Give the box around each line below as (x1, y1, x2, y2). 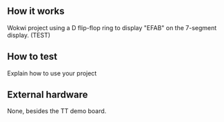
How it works (7, 5, 65, 17)
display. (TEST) (7, 31, 50, 39)
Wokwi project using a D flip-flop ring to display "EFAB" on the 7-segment (7, 23, 217, 32)
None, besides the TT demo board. (7, 107, 107, 115)
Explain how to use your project (7, 69, 97, 77)
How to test (7, 51, 57, 62)
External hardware (7, 89, 88, 101)
